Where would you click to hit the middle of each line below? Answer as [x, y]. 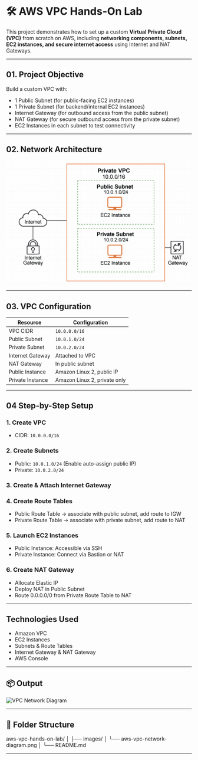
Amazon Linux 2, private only [90, 380]
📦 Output [24, 683]
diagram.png [22, 745]
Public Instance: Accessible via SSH [58, 548]
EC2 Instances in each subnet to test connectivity [75, 125]
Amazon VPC [31, 633]
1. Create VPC [26, 422]
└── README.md [65, 745]
